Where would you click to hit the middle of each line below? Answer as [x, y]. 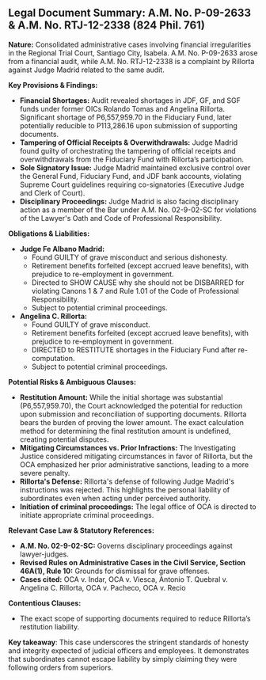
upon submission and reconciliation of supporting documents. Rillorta [133, 414]
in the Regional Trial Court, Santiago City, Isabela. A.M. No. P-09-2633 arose [133, 53]
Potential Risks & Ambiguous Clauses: [72, 382]
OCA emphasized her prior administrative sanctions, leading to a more [134, 464]
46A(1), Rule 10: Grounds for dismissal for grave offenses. [114, 571]
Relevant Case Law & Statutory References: [81, 530]
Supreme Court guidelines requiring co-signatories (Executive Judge [132, 184]
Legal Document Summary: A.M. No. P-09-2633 [130, 13]
